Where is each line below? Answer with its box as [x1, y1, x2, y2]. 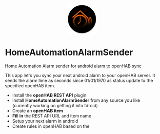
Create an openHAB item [12, 108, 63, 114]
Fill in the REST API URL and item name [12, 113, 92, 118]
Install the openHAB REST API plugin [12, 92, 87, 98]
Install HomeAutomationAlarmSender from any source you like [12, 97, 140, 103]
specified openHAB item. [5, 82, 55, 89]
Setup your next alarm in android [12, 118, 78, 124]
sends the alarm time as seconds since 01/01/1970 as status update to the [5, 77, 153, 83]
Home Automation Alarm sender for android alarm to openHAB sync [5, 63, 142, 69]
